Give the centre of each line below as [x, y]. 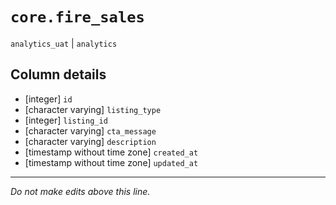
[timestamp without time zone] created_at [111, 152]
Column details [58, 74]
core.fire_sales [77, 17]
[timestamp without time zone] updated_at [111, 162]
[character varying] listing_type [93, 109]
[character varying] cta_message [90, 130]
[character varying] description [90, 141]
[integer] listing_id [66, 120]
